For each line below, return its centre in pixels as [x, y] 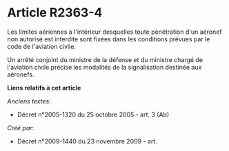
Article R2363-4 [55, 13]
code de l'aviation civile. [41, 46]
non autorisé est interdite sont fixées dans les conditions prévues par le [109, 39]
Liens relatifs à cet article [44, 88]
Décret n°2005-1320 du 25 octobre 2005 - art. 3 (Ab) [93, 114]
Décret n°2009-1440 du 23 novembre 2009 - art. [87, 141]
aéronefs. [21, 74]
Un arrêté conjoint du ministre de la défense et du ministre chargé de [105, 59]
